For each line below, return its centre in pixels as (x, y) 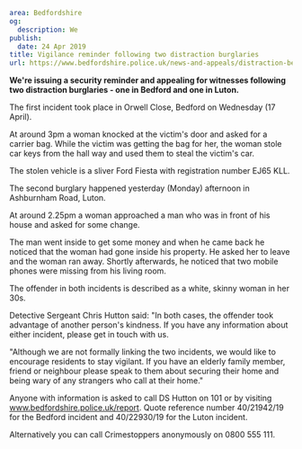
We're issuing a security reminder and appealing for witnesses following (147, 80)
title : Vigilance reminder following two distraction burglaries (134, 55)
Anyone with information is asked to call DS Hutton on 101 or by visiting (141, 398)
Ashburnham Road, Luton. (58, 198)
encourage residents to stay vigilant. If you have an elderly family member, (147, 362)
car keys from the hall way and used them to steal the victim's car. (132, 154)
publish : (26, 38)
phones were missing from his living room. (88, 271)
